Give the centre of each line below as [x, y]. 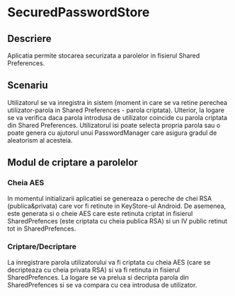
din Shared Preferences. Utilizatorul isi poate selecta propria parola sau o [114, 125]
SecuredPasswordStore [79, 12]
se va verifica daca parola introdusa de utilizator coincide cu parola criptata [117, 117]
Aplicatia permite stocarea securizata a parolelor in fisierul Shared [104, 55]
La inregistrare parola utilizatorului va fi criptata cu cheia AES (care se [109, 262]
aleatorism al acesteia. [40, 140]
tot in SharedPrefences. [42, 229]
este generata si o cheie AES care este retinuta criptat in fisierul [100, 213]
